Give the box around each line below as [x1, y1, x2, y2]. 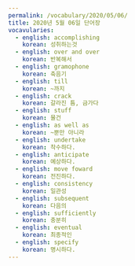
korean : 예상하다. [22, 158, 76, 166]
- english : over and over [15, 48, 100, 56]
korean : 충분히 [22, 216, 67, 224]
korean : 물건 [22, 114, 61, 122]
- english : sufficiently [15, 209, 97, 217]
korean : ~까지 [22, 84, 65, 93]
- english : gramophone [15, 63, 89, 71]
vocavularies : [8, 26, 55, 34]
